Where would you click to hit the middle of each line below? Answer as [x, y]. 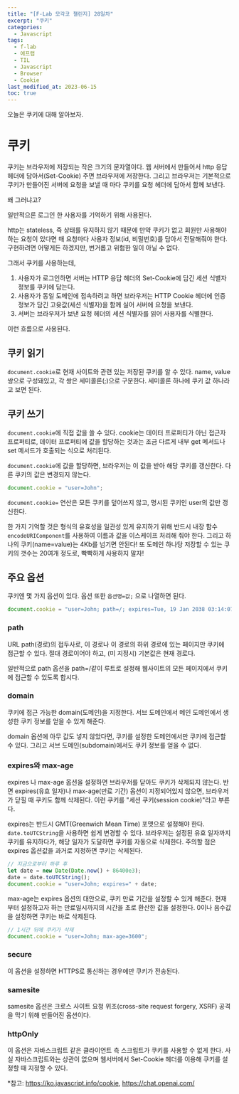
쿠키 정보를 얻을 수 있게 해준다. [63, 721]
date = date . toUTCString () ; [49, 877]
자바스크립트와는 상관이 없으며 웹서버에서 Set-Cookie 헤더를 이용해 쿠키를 [118, 1059]
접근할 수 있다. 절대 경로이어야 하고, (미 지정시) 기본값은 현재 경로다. [101, 653]
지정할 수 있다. [48, 1068]
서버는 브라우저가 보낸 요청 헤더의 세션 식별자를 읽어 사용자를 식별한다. [115, 314]
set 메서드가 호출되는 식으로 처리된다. [59, 450]
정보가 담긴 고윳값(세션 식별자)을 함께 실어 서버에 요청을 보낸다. [105, 305]
